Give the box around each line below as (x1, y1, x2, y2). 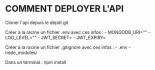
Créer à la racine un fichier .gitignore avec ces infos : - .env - (5, 44, 131, 50)
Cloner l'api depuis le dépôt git (5, 19, 68, 25)
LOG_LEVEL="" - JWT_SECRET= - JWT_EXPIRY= (5, 34, 106, 40)
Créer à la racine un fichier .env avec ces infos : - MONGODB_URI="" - (5, 29, 151, 35)
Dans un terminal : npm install (5, 59, 66, 65)
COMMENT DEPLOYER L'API (5, 3, 124, 14)
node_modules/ (5, 49, 37, 55)
